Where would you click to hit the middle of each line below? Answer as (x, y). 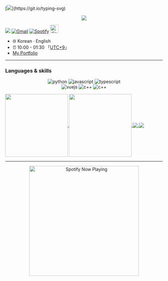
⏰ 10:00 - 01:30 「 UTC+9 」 (41, 47)
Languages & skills (28, 70)
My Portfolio (25, 53)
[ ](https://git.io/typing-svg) (35, 8)
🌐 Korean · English (31, 41)
